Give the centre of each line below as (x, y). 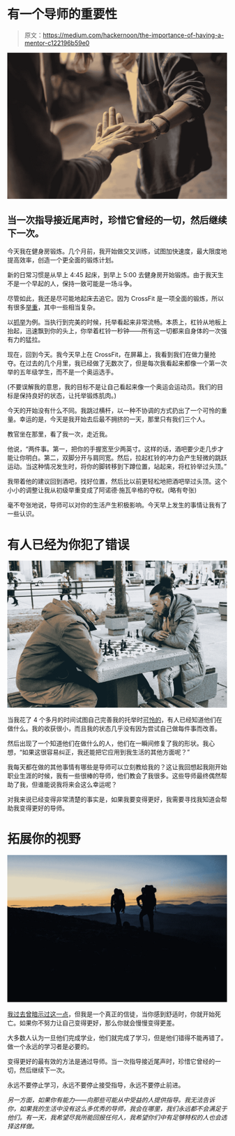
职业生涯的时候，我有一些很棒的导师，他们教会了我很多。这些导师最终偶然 (114, 776)
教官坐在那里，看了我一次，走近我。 (59, 434)
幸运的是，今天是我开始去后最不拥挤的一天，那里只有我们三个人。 (114, 419)
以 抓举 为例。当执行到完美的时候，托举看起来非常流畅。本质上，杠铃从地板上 (117, 322)
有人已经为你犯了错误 (69, 545)
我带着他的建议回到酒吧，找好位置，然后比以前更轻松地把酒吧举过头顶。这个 (117, 482)
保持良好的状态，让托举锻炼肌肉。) (68, 395)
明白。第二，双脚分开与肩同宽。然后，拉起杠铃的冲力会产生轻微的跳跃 (126, 458)
